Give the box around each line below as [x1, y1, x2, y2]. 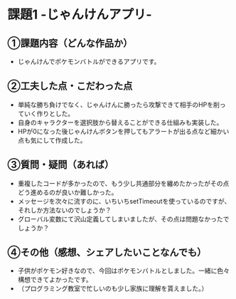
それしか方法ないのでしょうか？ [17, 206, 112, 214]
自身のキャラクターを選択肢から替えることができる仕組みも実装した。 [17, 118, 223, 127]
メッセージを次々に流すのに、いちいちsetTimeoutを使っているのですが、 [17, 196, 231, 205]
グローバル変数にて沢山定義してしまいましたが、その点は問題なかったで [17, 214, 230, 223]
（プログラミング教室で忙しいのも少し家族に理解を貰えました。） [17, 284, 208, 293]
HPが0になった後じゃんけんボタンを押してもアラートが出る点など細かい [17, 127, 230, 135]
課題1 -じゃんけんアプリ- [7, 6, 152, 23]
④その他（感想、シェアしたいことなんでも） [7, 246, 207, 258]
